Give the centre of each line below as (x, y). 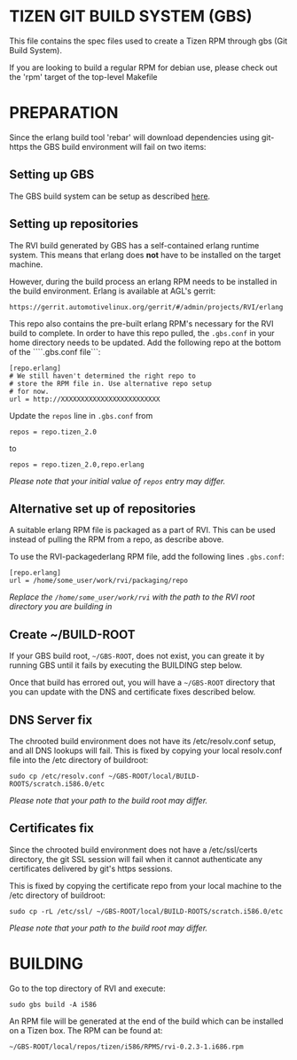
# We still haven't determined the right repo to (103, 376)
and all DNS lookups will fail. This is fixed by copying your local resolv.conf (146, 750)
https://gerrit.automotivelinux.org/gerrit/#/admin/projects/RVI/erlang (146, 307)
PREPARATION (64, 113)
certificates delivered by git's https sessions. (91, 868)
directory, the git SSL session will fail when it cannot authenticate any (136, 859)
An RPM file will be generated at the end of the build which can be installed (146, 1021)
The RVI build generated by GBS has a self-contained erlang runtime (134, 245)
